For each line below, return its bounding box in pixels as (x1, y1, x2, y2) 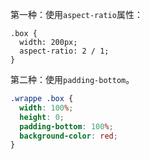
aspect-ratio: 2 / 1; (19, 46, 110, 56)
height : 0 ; (19, 112, 65, 122)
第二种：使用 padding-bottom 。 (10, 74, 135, 85)
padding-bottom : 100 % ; (19, 121, 114, 132)
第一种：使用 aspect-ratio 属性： (10, 9, 143, 20)
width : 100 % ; (19, 103, 74, 113)
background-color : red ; (19, 131, 118, 141)
